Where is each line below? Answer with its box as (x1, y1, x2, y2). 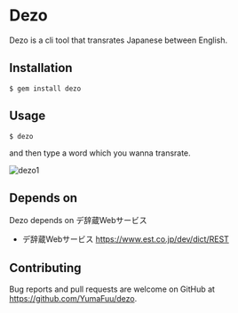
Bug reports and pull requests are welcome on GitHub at (9, 284, 216, 294)
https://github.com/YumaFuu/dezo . (9, 293, 138, 304)
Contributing (9, 260, 82, 276)
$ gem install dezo (9, 84, 82, 93)
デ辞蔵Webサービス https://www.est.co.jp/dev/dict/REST (21, 234, 229, 245)
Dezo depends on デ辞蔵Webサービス (9, 215, 147, 226)
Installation (9, 60, 73, 76)
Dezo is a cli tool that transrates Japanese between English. (9, 35, 228, 45)
